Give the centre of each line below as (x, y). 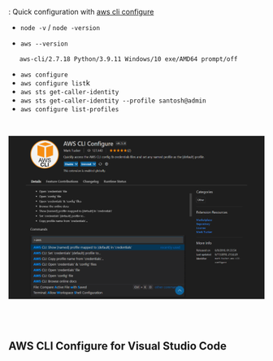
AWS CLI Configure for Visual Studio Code (118, 346)
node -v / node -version (60, 27)
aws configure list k (55, 83)
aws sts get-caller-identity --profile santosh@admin (113, 101)
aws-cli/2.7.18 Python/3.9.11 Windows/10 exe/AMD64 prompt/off (128, 59)
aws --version (44, 44)
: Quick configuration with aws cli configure (81, 12)
